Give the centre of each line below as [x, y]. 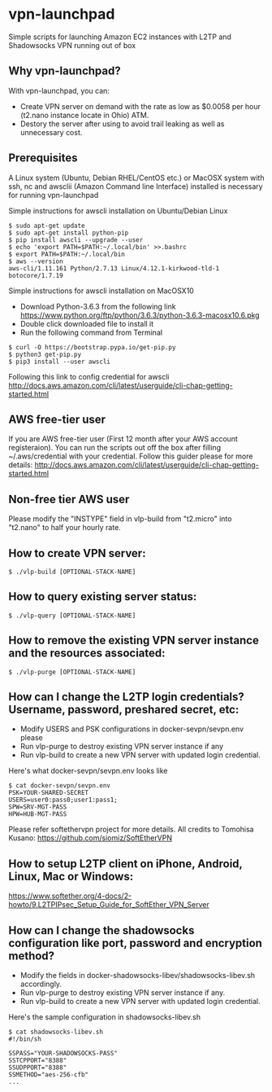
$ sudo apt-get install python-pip [69, 233]
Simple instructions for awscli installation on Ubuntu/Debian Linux [118, 211]
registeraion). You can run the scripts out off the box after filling [115, 448]
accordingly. [41, 984]
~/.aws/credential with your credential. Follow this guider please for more [131, 456]
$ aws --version [36, 261]
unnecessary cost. [51, 132]
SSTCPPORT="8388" [38, 1061]
